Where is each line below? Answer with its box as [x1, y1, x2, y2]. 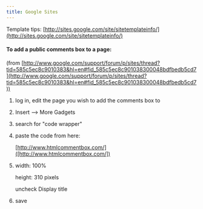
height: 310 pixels [15, 173, 59, 181]
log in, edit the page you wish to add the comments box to [15, 96, 161, 104]
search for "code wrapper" [15, 120, 83, 127]
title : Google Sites [6, 8, 59, 15]
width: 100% [15, 162, 47, 169]
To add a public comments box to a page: [6, 46, 112, 53]
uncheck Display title [15, 185, 68, 193]
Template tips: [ [6, 25, 45, 33]
